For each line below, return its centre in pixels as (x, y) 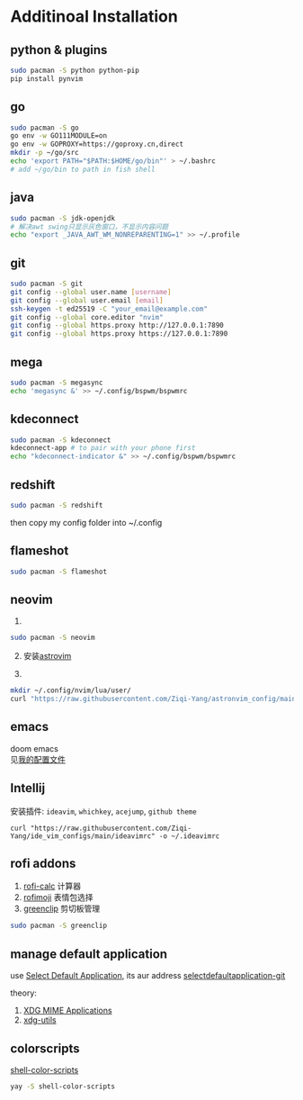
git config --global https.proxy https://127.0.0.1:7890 (119, 334)
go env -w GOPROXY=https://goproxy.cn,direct (97, 144)
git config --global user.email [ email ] (87, 300)
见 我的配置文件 (38, 759)
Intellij (28, 788)
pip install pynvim (47, 78)
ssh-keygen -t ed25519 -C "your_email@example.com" (109, 309)
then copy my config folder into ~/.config (86, 522)
